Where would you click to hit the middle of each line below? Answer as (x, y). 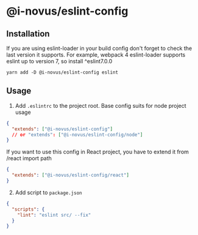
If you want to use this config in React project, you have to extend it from (97, 152)
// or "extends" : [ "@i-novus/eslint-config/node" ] (77, 135)
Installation (28, 34)
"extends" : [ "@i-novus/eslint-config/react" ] (71, 175)
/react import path (29, 158)
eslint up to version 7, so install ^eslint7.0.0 (59, 61)
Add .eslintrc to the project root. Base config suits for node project (101, 105)
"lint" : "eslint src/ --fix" (54, 215)
